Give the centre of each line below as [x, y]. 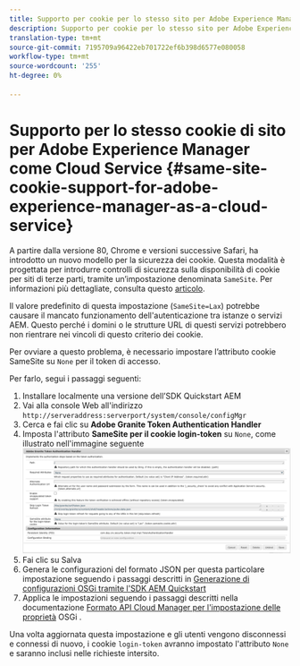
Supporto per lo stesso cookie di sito [148, 130]
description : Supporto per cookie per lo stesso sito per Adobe [131, 28]
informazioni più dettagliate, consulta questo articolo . [107, 288]
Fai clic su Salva [52, 560]
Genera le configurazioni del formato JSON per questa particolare [143, 569]
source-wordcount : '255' [55, 66]
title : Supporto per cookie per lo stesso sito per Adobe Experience [142, 19]
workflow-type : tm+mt [50, 57]
